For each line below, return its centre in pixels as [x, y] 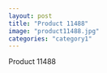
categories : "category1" [50, 39]
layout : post [30, 16]
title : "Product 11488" [49, 24]
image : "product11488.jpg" [54, 31]
